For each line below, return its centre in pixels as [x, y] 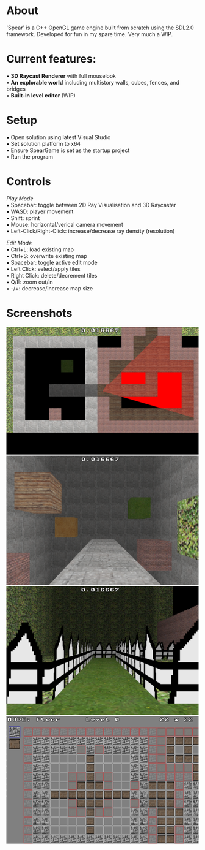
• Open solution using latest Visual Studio [59, 137]
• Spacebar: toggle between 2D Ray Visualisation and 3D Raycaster [92, 205]
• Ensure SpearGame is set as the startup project [68, 150]
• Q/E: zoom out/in [30, 282]
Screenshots [39, 313]
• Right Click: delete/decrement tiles [52, 275]
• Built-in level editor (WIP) [41, 95]
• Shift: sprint [23, 218]
